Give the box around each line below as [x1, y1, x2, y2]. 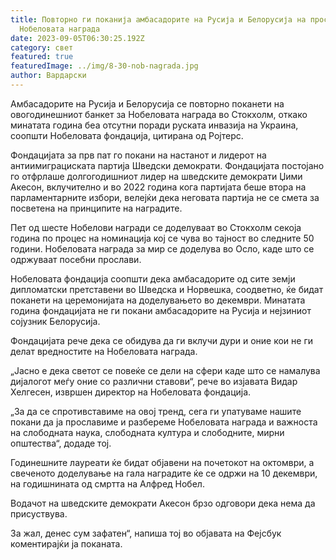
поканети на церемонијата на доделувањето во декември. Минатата [10, 294, 306, 306]
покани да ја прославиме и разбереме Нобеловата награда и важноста [10, 416, 318, 428]
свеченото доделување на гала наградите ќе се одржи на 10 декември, [10, 467, 318, 479]
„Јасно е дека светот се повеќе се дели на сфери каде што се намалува [10, 364, 321, 376]
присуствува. [10, 507, 68, 520]
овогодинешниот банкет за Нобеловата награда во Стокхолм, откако [10, 108, 308, 120]
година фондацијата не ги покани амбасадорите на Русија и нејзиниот [10, 304, 312, 316]
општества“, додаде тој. [10, 437, 112, 449]
